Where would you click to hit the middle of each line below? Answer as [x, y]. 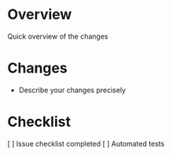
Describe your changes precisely [72, 90]
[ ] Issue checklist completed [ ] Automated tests [86, 143]
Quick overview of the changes [58, 36]
